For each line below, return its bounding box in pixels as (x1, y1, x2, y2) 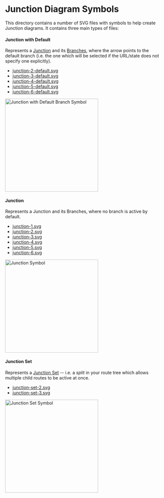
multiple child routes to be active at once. (5, 374, 90, 380)
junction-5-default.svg (12, 83, 58, 90)
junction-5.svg (12, 245, 42, 250)
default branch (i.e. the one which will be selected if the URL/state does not (5, 53, 160, 59)
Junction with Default (5, 36, 51, 43)
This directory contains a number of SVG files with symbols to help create (5, 20, 156, 26)
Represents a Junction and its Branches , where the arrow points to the (5, 48, 149, 54)
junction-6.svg (12, 249, 42, 256)
